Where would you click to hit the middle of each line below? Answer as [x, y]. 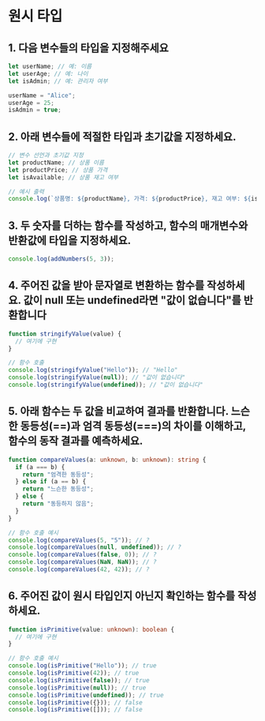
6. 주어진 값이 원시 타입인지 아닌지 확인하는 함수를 [121, 596]
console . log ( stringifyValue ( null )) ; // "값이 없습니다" [97, 377]
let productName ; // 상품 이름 [56, 163]
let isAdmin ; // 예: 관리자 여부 [58, 81]
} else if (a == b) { [51, 482]
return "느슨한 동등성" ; [58, 489]
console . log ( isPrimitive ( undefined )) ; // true [86, 695]
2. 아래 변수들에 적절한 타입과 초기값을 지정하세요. [122, 136]
